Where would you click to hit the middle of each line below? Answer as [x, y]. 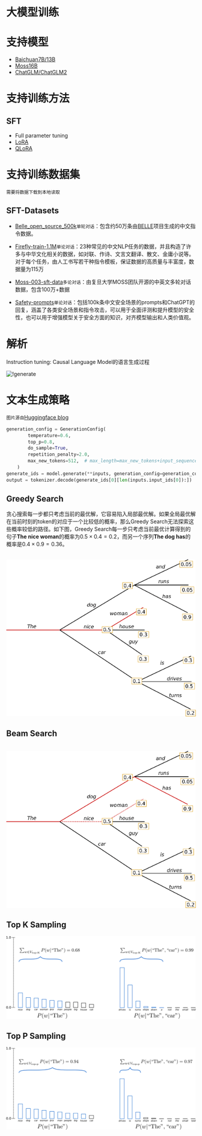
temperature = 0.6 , [49, 435]
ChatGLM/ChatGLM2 [41, 72]
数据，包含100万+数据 [42, 289]
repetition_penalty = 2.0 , [59, 455]
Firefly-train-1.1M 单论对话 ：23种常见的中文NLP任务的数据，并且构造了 [100, 246]
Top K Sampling [36, 925]
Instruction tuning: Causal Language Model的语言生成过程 [78, 362]
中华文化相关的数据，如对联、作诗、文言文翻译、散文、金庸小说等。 [110, 254]
